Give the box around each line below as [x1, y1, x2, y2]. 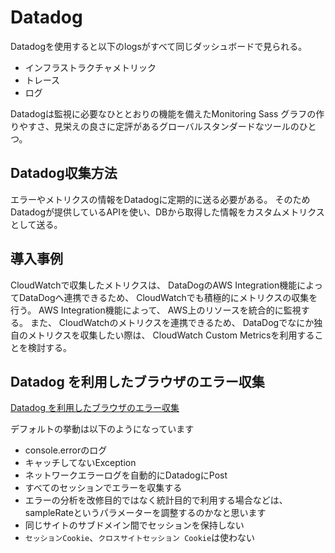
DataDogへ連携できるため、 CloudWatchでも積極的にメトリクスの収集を [18, 291, 318, 303]
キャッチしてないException [24, 457, 137, 469]
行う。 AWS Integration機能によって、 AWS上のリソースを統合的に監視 [10, 304, 302, 316]
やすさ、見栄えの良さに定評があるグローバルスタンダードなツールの [18, 120, 300, 132]
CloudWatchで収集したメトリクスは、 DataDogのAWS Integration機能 [10, 279, 298, 291]
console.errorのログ [24, 444, 108, 456]
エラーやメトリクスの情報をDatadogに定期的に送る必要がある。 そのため [10, 193, 311, 205]
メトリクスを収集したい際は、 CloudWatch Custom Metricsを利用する [27, 329, 315, 341]
